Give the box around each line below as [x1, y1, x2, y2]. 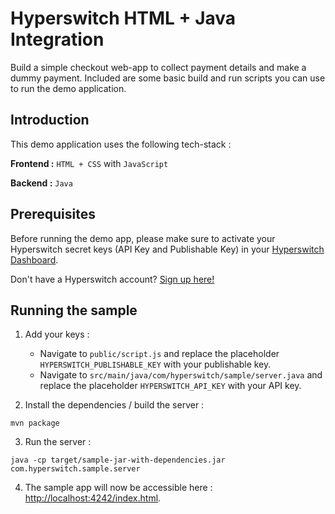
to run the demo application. [10, 82, 127, 94]
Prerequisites [10, 206, 96, 223]
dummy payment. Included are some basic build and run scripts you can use [10, 72, 326, 84]
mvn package [10, 418, 60, 429]
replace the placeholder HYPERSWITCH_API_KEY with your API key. [39, 380, 302, 392]
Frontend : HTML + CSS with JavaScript [10, 157, 169, 169]
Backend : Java [10, 177, 73, 189]
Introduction [10, 112, 90, 129]
